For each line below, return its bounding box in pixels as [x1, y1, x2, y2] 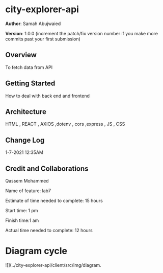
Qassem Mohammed [5, 178, 49, 184]
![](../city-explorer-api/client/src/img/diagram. [5, 262, 101, 268]
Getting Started [5, 79, 56, 88]
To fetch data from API [5, 64, 52, 70]
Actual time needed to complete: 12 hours [5, 227, 93, 233]
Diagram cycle [5, 245, 68, 257]
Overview [5, 51, 37, 59]
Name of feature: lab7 [5, 188, 51, 194]
